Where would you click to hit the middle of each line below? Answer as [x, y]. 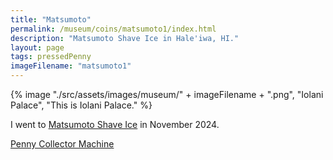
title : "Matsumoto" [51, 19]
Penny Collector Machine [62, 144]
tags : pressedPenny [51, 57]
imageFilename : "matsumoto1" [71, 66]
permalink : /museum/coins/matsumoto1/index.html [113, 29]
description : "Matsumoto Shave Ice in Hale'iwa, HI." [125, 38]
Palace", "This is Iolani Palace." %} [81, 105]
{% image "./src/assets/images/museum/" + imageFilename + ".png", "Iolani [167, 94]
